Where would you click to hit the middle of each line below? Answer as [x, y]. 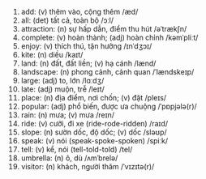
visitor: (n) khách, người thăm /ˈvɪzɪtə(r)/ [88, 166]
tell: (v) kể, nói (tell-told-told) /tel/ [77, 149]
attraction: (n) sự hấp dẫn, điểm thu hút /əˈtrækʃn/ [104, 29]
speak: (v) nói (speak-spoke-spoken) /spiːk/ [94, 141]
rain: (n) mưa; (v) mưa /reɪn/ [68, 115]
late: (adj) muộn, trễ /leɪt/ [62, 89]
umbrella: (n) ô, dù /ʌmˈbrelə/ [69, 158]
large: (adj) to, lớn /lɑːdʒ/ [62, 81]
